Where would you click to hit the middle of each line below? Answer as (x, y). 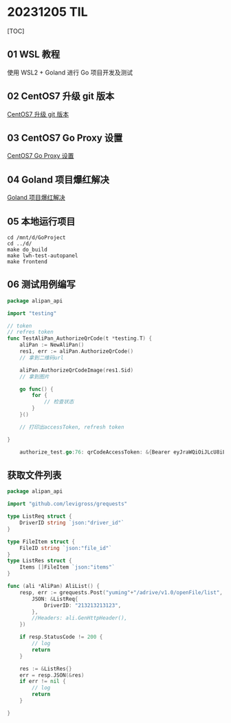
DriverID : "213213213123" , (82, 605)
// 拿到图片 (34, 376)
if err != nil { (43, 682)
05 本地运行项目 (41, 221)
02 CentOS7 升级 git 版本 (61, 96)
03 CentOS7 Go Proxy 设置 (65, 138)
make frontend (27, 262)
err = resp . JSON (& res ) (52, 675)
